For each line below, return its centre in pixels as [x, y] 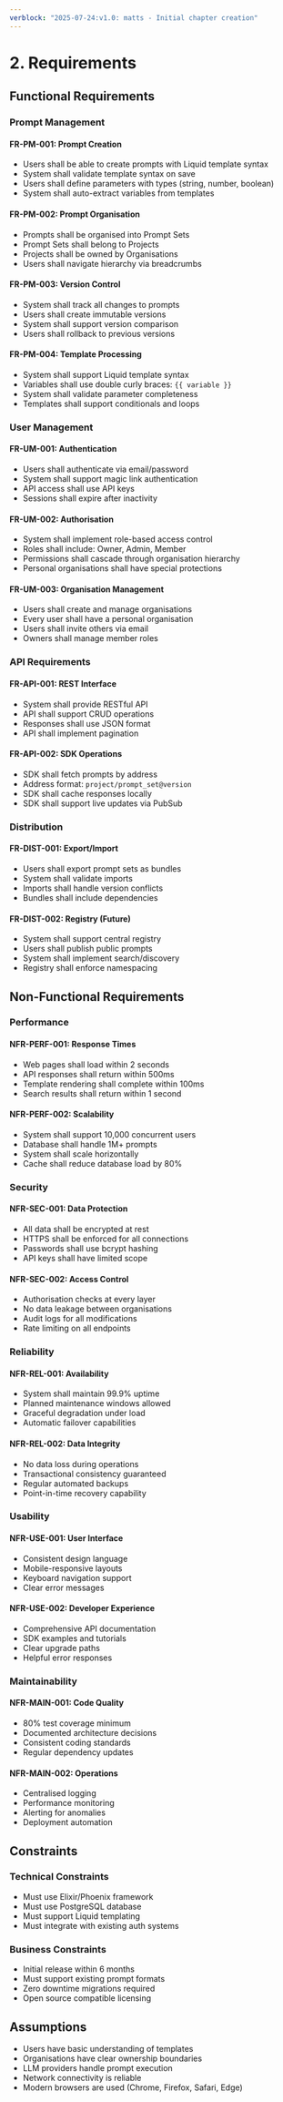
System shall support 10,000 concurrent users [109, 1134]
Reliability [32, 1352]
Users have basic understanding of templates [108, 2048]
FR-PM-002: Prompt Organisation [75, 214]
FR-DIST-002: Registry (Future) [71, 918]
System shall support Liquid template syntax [106, 374]
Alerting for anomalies [64, 1812]
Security [29, 1187]
